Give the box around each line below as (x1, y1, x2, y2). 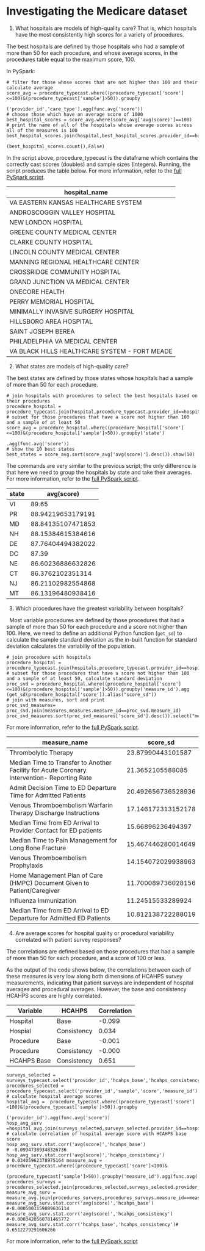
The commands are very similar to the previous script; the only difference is (6, 462, 197, 469)
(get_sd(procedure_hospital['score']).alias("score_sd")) (6, 691, 157, 698)
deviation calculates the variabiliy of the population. (6, 642, 136, 650)
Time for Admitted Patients (9, 791, 87, 800)
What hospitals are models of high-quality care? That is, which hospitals (15, 24, 197, 32)
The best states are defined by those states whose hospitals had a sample (6, 374, 193, 382)
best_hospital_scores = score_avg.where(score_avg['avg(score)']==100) (6, 116, 192, 123)
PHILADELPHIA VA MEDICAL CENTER (9, 337, 118, 345)
